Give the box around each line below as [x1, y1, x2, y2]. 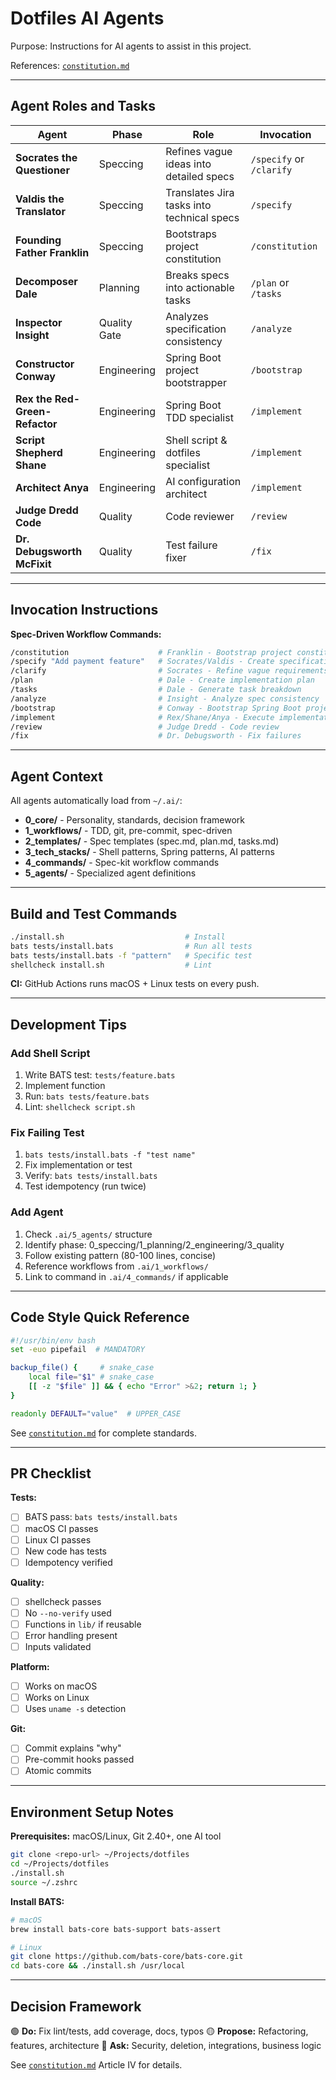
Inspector [15, 315, 63, 329]
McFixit [15, 557, 52, 571]
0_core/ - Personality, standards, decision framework [24, 814, 245, 826]
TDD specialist [165, 410, 234, 424]
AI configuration [165, 474, 242, 488]
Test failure [165, 538, 218, 552]
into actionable [165, 280, 235, 294]
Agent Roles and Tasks [10, 98, 156, 115]
